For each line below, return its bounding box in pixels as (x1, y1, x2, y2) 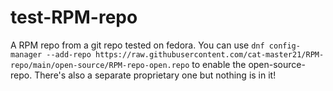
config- (268, 41, 301, 51)
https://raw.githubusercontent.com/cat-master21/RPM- (95, 49, 325, 60)
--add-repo (46, 49, 92, 60)
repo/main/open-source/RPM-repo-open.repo (10, 60, 190, 70)
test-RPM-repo (10, 6, 138, 29)
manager (10, 49, 43, 60)
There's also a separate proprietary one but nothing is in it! (34, 69, 277, 81)
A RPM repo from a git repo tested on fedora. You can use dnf (10, 39, 265, 51)
